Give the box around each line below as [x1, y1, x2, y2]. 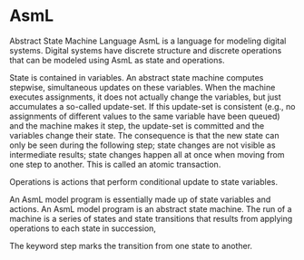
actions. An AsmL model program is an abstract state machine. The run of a [9, 203, 292, 214]
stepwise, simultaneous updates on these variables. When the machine [9, 82, 276, 92]
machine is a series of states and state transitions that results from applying [9, 213, 293, 224]
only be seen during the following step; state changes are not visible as [9, 140, 276, 150]
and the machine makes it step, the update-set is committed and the [9, 120, 265, 131]
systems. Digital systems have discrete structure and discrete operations [9, 44, 282, 55]
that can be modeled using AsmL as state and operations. [9, 54, 225, 65]
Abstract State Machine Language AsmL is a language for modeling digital [9, 35, 287, 46]
